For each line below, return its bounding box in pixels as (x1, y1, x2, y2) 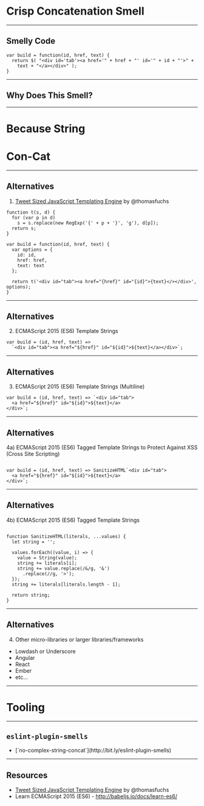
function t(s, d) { (6, 209, 56, 216)
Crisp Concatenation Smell (6, 4, 144, 18)
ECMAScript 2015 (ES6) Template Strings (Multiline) (15, 383, 145, 390)
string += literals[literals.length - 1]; (12, 581, 121, 587)
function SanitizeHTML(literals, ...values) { (6, 533, 126, 539)
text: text (17, 262, 45, 268)
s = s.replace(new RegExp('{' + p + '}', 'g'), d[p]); (17, 220, 159, 226)
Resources (6, 770, 48, 780)
